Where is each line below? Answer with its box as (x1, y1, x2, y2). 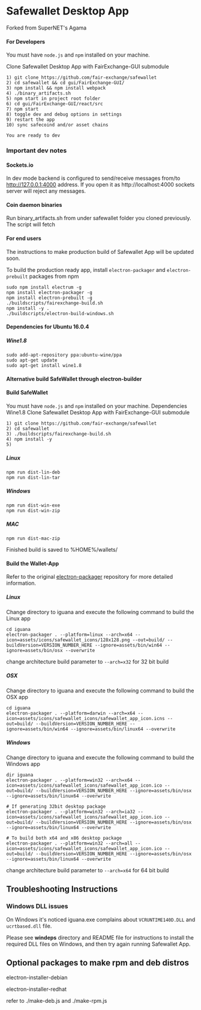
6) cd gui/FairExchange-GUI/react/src (6, 101, 103, 107)
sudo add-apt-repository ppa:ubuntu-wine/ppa (6, 352, 122, 359)
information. (6, 579, 37, 587)
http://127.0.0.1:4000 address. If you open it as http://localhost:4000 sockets (6, 181, 195, 188)
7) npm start (6, 106, 39, 112)
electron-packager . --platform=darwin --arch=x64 (6, 710, 136, 716)
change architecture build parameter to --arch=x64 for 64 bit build (6, 867, 169, 874)
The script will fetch (6, 221, 55, 228)
